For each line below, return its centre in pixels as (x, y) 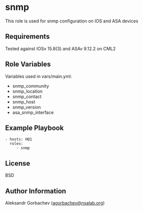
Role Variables (28, 64)
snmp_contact (27, 97)
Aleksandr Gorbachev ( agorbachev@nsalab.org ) (55, 203)
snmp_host (24, 102)
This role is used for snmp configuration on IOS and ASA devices (72, 21)
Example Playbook (34, 128)
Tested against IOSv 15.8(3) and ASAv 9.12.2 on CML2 (61, 48)
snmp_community (31, 86)
